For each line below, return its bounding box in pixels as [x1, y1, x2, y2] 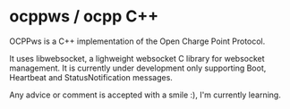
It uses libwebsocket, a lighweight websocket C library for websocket [9, 53, 266, 63]
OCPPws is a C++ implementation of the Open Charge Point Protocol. [9, 36, 266, 46]
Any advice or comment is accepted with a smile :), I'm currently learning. [9, 89, 282, 100]
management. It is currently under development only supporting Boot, [9, 63, 267, 73]
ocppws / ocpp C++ [9, 6, 159, 27]
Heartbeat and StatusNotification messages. [9, 71, 173, 82]
